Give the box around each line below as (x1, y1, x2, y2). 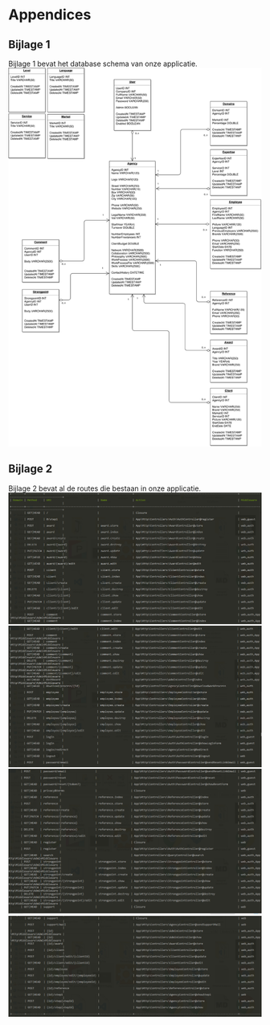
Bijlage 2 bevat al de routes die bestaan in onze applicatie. (8, 484, 202, 493)
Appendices (8, 6, 92, 24)
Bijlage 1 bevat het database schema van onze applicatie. (8, 59, 198, 68)
